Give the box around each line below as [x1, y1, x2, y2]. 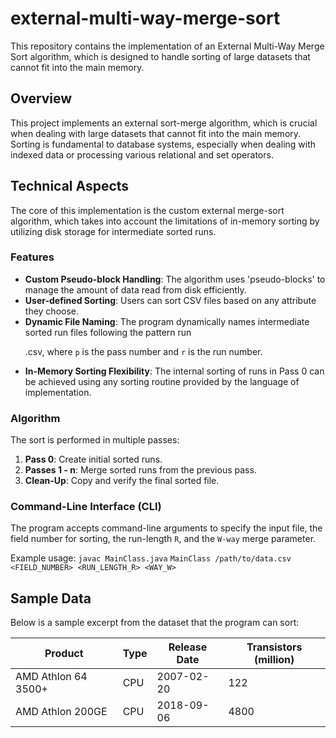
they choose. [24, 305, 79, 317]
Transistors [246, 640, 303, 654]
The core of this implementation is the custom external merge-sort [10, 204, 285, 216]
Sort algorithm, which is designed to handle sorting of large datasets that [10, 50, 311, 62]
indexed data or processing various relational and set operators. [10, 148, 274, 161]
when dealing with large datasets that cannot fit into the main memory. [10, 127, 302, 139]
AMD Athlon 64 [15, 670, 88, 684]
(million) [254, 653, 295, 667]
